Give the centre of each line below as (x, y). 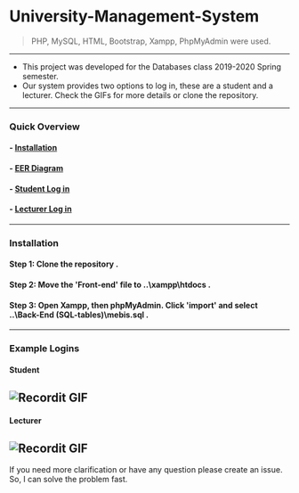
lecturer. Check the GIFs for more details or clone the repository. (140, 94)
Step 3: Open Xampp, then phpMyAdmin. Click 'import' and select (133, 305)
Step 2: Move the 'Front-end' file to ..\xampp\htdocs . (110, 284)
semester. (40, 76)
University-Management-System (134, 16)
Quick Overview (44, 127)
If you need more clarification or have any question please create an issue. (146, 470)
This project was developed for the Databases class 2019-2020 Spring (152, 66)
